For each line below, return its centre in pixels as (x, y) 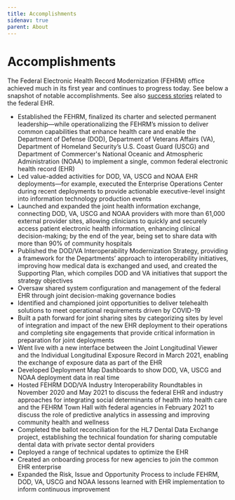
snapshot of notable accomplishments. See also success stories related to (115, 96)
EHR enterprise (39, 467)
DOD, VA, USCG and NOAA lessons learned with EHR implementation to (121, 482)
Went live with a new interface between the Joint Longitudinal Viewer (117, 348)
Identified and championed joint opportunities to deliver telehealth (113, 303)
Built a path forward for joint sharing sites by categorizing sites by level (120, 318)
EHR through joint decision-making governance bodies (96, 296)
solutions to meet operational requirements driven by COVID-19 (109, 311)
